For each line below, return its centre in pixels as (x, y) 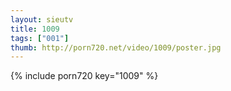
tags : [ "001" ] (40, 38)
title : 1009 (35, 29)
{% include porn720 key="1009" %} (84, 76)
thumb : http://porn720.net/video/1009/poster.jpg (116, 47)
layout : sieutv (42, 19)
